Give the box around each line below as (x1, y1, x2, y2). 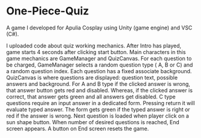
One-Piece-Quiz (6, 4, 89, 18)
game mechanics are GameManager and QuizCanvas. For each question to (6, 55, 192, 62)
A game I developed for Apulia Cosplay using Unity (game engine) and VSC (6, 24, 193, 31)
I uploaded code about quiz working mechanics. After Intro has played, (6, 42, 182, 49)
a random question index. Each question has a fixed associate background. (6, 67, 192, 74)
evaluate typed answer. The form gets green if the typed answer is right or (6, 106, 190, 113)
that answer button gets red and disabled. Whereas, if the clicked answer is (6, 86, 193, 94)
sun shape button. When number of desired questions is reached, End (6, 118, 180, 125)
